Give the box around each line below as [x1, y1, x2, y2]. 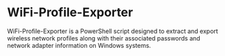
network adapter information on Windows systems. [7, 41, 152, 49]
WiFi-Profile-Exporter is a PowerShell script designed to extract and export [7, 27, 219, 35]
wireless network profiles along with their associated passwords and [7, 34, 200, 42]
